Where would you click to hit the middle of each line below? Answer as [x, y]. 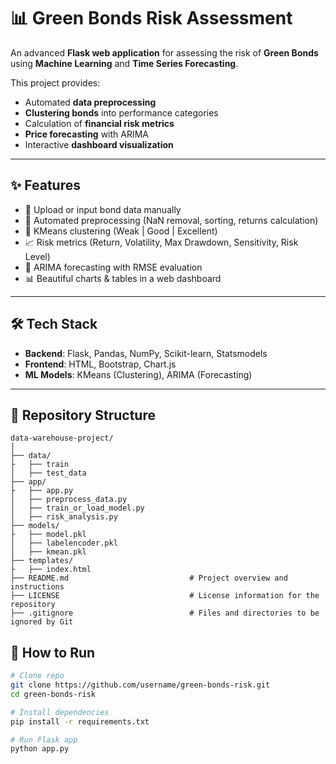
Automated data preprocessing [90, 102]
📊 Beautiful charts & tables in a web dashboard [123, 278]
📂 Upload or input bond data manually [103, 209]
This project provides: [55, 82]
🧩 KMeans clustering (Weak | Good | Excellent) [121, 231]
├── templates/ [42, 561]
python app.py [40, 749]
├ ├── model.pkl [48, 535]
